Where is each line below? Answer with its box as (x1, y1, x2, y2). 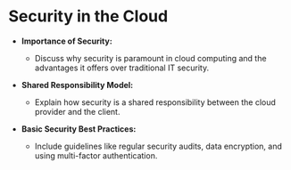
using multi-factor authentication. (34, 150, 158, 161)
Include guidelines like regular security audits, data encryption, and (34, 141, 283, 151)
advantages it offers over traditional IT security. (34, 62, 210, 73)
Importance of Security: (21, 36, 112, 46)
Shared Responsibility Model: (21, 79, 134, 90)
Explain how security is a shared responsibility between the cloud (34, 96, 276, 108)
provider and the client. (34, 106, 121, 117)
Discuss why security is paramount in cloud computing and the (34, 53, 267, 63)
